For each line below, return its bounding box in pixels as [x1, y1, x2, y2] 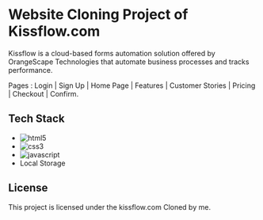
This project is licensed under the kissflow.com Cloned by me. [8, 202, 212, 211]
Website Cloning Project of [8, 6, 189, 24]
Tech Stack [8, 112, 65, 126]
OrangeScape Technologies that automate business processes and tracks [8, 57, 250, 66]
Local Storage [19, 158, 66, 168]
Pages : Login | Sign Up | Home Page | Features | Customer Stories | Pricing [8, 81, 256, 90]
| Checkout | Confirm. [8, 89, 79, 98]
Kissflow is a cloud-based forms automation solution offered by [8, 48, 215, 58]
